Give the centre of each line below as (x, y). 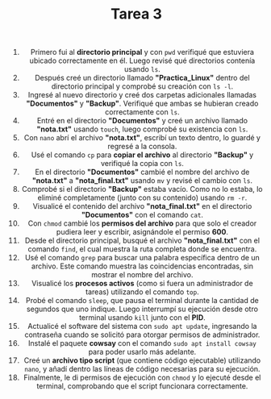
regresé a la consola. (142, 146)
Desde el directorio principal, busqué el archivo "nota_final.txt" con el (142, 240)
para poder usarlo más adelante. (142, 351)
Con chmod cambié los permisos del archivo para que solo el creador (142, 223)
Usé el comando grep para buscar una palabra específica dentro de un (142, 257)
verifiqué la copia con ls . (142, 163)
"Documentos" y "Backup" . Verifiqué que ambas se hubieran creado (142, 103)
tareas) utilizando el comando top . (142, 292)
